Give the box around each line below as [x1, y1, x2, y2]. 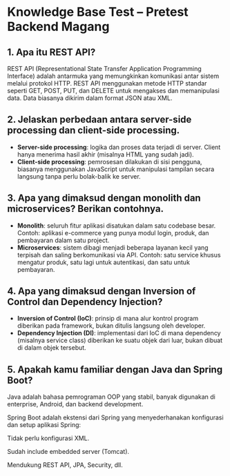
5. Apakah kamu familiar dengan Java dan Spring [7, 364, 223, 375]
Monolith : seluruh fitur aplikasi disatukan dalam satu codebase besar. [17, 221, 216, 230]
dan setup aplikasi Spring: [7, 421, 82, 429]
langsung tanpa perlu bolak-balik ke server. [17, 172, 141, 180]
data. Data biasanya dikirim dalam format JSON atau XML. [7, 94, 173, 102]
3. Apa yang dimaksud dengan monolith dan [7, 192, 202, 204]
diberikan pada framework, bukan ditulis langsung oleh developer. [17, 321, 206, 330]
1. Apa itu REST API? [7, 46, 96, 58]
